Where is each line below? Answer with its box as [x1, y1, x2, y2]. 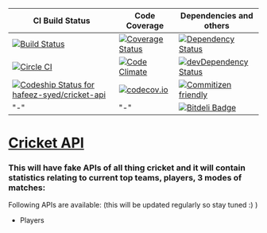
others [203, 20, 230, 31]
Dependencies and [180, 10, 253, 21]
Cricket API [8, 134, 85, 152]
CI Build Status [33, 15, 91, 26]
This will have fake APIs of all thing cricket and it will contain [8, 162, 246, 173]
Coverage [126, 20, 164, 31]
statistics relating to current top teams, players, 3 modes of [8, 173, 242, 184]
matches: [8, 182, 46, 193]
